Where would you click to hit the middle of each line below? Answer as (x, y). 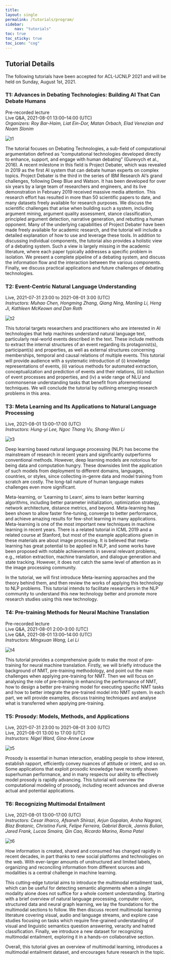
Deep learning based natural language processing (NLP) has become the (82, 449)
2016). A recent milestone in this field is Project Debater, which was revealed (86, 164)
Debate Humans (26, 101)
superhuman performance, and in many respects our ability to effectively (82, 775)
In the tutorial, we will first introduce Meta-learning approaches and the (80, 578)
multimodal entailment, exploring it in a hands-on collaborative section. (80, 937)
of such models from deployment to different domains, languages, (75, 471)
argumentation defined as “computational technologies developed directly (83, 154)
